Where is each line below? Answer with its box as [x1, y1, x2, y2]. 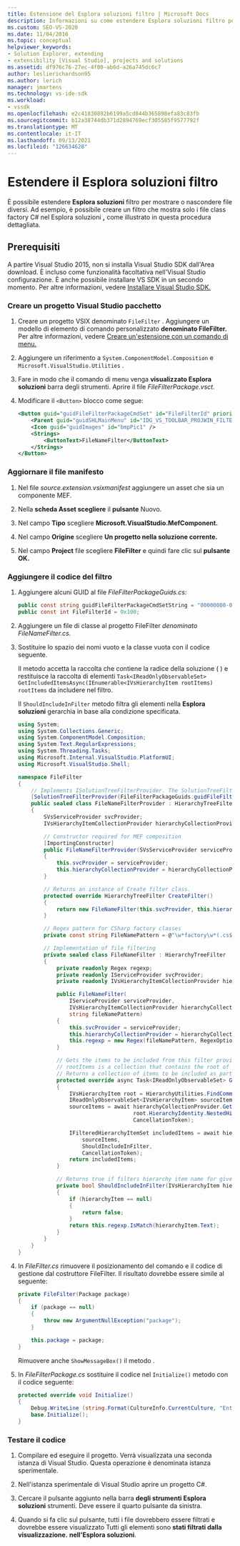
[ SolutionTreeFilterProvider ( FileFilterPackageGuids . [31, 794, 194, 801]
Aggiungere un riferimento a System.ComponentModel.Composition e [17, 354, 214, 362]
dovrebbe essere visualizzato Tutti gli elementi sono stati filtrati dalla [17, 1523, 223, 1532]
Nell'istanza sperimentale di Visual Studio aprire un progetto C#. [17, 1480, 207, 1489]
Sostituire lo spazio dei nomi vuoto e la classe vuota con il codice [17, 642, 210, 651]
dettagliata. [7, 221, 41, 229]
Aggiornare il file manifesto [7, 467, 104, 477]
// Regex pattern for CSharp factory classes [44, 925, 181, 932]
